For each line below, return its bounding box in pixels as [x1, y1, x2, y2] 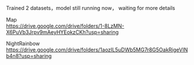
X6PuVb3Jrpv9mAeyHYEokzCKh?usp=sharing [6, 29, 119, 36]
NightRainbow [6, 40, 40, 47]
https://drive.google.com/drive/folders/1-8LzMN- [6, 22, 124, 29]
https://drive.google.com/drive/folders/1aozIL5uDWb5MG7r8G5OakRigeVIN [6, 46, 188, 53]
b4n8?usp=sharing [6, 53, 52, 59]
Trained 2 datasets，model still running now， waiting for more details [6, 5, 175, 11]
